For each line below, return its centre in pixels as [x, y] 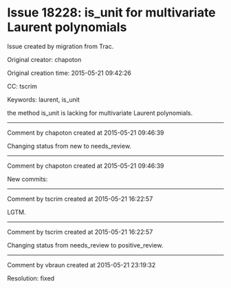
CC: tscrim [22, 86]
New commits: [27, 179]
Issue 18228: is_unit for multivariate [112, 13]
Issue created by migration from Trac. [60, 46]
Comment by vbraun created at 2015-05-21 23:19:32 [81, 265]
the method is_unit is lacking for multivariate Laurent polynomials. [100, 113]
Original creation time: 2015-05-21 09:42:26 [69, 73]
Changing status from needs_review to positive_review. [85, 245]
